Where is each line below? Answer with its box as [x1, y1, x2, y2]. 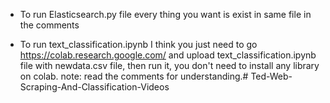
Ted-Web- [250, 70, 293, 82]
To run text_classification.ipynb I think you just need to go [19, 39, 258, 50]
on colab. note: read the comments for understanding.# [19, 70, 249, 82]
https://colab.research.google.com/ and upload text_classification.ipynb [19, 49, 317, 61]
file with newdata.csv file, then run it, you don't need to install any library [19, 60, 320, 71]
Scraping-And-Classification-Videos [19, 81, 170, 93]
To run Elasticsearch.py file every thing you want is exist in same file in [19, 9, 312, 20]
